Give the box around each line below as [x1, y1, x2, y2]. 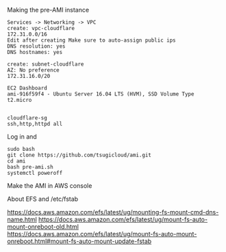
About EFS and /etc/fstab [7, 195, 79, 203]
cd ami [7, 158, 26, 165]
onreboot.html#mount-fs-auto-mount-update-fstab [7, 237, 152, 245]
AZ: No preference [7, 67, 60, 74]
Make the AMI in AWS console [7, 182, 92, 190]
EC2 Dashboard [7, 85, 48, 92]
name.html [7, 215, 38, 223]
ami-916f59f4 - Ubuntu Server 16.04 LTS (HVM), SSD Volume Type [7, 91, 194, 98]
